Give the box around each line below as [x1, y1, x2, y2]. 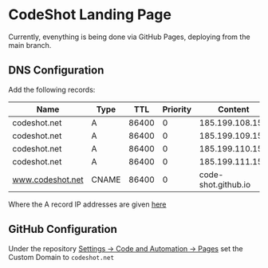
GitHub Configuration [8, 223, 118, 236]
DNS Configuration [8, 64, 104, 77]
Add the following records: [8, 85, 96, 94]
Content [218, 104, 250, 115]
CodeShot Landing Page [8, 6, 171, 24]
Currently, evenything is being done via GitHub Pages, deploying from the [8, 32, 250, 41]
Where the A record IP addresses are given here [8, 199, 167, 209]
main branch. [8, 40, 52, 49]
